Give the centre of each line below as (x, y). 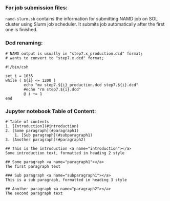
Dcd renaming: (24, 43)
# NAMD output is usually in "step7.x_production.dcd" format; (74, 53)
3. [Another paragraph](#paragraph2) (46, 140)
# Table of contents (27, 122)
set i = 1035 (19, 76)
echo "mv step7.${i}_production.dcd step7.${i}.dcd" (81, 85)
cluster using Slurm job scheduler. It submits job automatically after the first (85, 24)
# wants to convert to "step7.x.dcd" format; (55, 58)
